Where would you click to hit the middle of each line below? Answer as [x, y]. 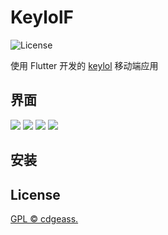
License [35, 194]
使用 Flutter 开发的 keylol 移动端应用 [84, 65]
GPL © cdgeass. [44, 218]
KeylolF [42, 17]
